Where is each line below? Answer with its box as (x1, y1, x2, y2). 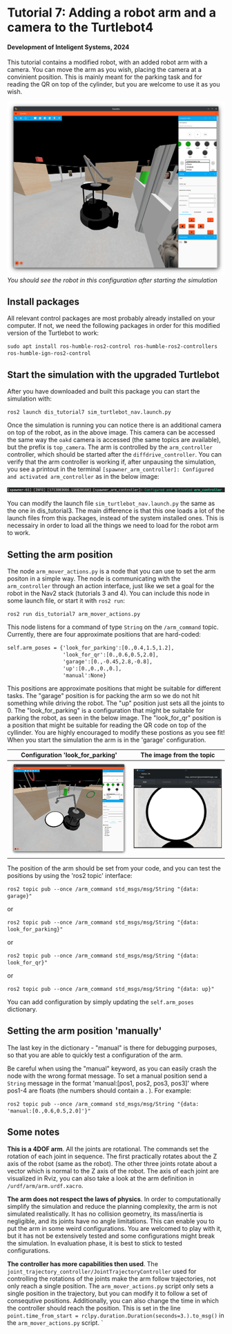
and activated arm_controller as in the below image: (7, 473, 160, 481)
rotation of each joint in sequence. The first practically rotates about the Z (7, 1152, 217, 1160)
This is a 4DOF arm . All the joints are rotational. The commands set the (7, 1144, 209, 1153)
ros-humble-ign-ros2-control (7, 350, 91, 357)
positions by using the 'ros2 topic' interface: (7, 872, 133, 880)
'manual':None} (62, 672, 107, 679)
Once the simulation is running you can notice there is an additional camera (7, 421, 222, 430)
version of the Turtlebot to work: (7, 329, 99, 337)
